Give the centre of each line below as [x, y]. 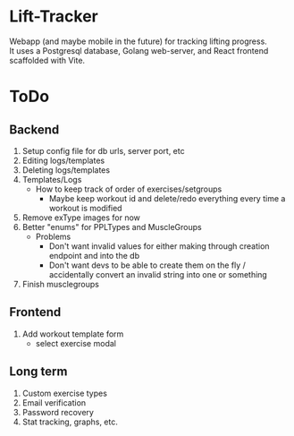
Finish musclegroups [61, 284]
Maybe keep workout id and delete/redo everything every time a [167, 198]
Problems [53, 236]
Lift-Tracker [54, 17]
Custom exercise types [64, 393]
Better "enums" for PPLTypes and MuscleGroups [112, 227]
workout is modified [85, 208]
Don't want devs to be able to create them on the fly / [147, 265]
